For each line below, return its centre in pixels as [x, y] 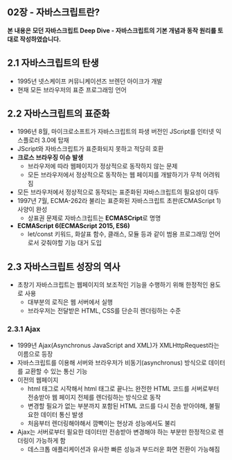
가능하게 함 [51, 440]
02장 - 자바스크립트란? [54, 12]
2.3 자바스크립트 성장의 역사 [64, 266]
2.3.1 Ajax [24, 329]
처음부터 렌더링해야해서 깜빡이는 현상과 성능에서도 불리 [102, 423]
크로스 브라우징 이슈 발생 [50, 157]
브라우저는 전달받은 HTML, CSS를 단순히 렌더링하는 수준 [104, 311]
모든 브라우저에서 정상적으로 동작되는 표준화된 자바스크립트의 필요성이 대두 [118, 192]
